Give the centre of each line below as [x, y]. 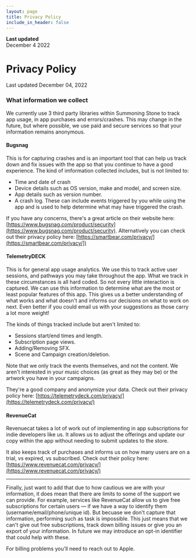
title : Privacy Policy [34, 17]
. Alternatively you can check [150, 230]
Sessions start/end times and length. [59, 336]
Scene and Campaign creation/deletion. [62, 354]
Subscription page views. [45, 342]
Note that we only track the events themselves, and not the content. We [92, 366]
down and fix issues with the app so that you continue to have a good [90, 164]
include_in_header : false [37, 22]
